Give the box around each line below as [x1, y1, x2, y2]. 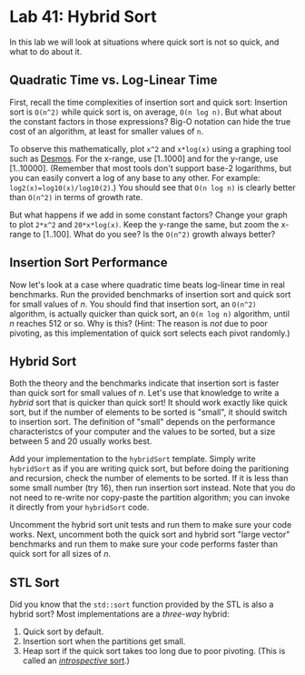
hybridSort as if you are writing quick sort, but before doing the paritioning [9, 463, 289, 474]
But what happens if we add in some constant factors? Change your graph [9, 209, 288, 220]
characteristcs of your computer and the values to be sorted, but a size [9, 426, 276, 438]
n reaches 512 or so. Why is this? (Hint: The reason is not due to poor [9, 317, 268, 328]
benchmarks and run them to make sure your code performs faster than [9, 539, 279, 549]
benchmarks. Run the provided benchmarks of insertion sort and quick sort [9, 288, 291, 299]
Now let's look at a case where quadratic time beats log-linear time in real [9, 279, 286, 290]
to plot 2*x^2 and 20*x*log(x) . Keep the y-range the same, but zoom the [9, 218, 280, 229]
